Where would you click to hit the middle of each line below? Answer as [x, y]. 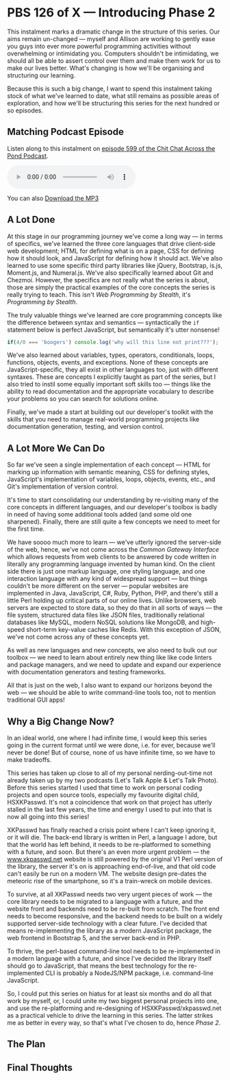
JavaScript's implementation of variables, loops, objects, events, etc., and [111, 479]
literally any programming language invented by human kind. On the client [111, 564]
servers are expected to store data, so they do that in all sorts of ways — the [115, 608]
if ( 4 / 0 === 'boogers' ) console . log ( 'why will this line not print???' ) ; [113, 342]
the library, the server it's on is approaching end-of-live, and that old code [112, 867]
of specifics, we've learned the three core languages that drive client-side [111, 243]
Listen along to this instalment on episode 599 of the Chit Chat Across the [111, 148]
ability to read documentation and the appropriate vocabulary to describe [111, 391]
